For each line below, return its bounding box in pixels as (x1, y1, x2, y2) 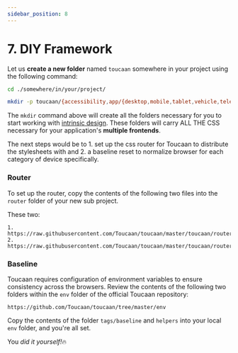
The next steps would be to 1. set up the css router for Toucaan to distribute (7, 140, 229, 149)
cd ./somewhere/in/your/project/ (7, 86, 106, 93)
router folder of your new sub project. (7, 196, 119, 205)
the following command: (7, 72, 78, 80)
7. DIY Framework (7, 40, 113, 57)
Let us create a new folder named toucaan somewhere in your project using (7, 65, 229, 73)
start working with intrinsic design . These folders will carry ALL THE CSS (7, 118, 220, 128)
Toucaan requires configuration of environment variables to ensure (7, 274, 203, 284)
